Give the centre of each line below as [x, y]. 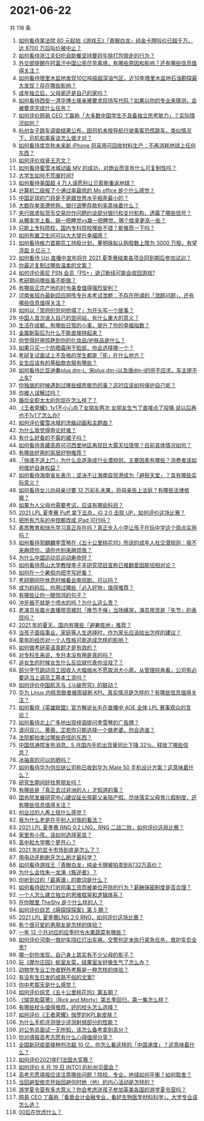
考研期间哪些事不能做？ [47, 280]
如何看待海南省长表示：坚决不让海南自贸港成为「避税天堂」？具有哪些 [105, 475]
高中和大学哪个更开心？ [47, 842]
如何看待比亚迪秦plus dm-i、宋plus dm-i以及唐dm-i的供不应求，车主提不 [108, 370]
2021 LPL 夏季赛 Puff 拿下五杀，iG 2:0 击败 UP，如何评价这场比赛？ [102, 513]
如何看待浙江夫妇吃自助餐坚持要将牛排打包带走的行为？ [86, 55]
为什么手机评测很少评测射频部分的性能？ [68, 1022]
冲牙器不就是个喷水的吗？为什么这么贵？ [68, 602]
